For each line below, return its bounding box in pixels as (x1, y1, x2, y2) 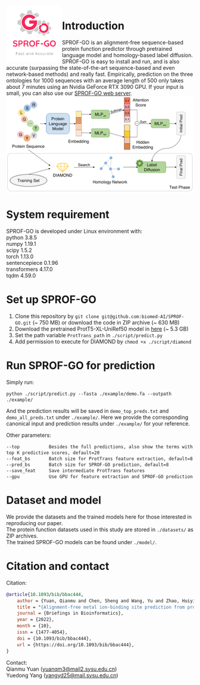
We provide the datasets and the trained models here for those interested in (6, 513, 192, 520)
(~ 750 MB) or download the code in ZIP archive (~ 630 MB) (32, 319, 180, 326)
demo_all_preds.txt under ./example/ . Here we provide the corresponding (6, 414, 189, 421)
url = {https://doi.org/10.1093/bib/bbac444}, (17, 641, 135, 648)
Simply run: (6, 378, 35, 385)
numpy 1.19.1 (6, 240, 36, 248)
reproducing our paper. (6, 519, 63, 526)
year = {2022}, (17, 616, 55, 623)
